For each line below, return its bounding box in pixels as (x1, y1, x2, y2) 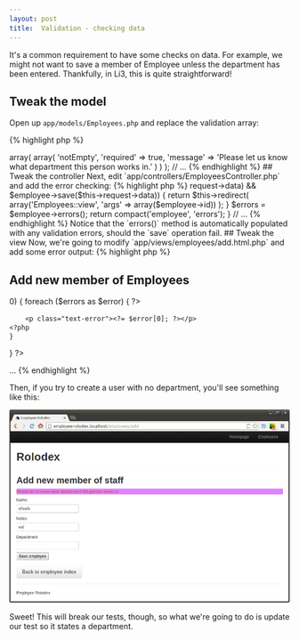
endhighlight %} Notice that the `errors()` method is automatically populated (9, 218, 288, 229)
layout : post (9, 14, 58, 23)
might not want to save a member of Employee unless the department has (9, 59, 280, 69)
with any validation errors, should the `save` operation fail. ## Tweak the (9, 228, 274, 239)
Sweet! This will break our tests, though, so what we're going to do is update (9, 611, 290, 622)
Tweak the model (9, 93, 107, 109)
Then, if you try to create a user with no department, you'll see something (9, 383, 279, 393)
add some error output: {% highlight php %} (9, 247, 171, 257)
